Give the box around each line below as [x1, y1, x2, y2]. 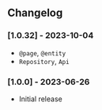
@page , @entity [18, 47, 66, 58]
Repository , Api [18, 56, 70, 66]
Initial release [18, 94, 62, 104]
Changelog [7, 6, 63, 20]
